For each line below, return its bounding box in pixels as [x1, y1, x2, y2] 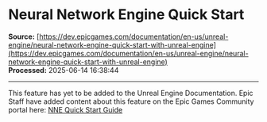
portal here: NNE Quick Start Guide [8, 105, 123, 114]
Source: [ [8, 32, 40, 41]
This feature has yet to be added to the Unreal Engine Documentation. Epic [8, 88, 253, 97]
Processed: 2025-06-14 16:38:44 [8, 65, 119, 74]
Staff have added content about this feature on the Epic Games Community [8, 97, 254, 106]
